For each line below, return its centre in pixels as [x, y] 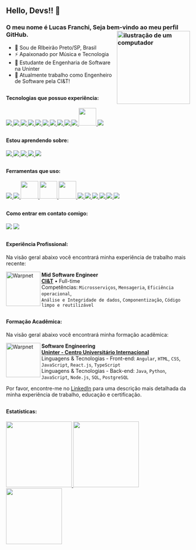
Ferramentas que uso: [33, 171]
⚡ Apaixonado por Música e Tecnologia [62, 54]
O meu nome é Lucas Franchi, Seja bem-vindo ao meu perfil [92, 27]
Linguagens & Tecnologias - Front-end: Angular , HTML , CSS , [111, 358]
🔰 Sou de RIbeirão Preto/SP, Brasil [55, 47]
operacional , [57, 293]
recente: [16, 263]
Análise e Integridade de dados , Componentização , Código [111, 299]
